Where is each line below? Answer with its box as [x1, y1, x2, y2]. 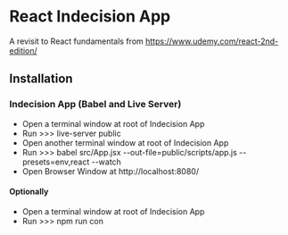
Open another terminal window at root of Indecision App [21, 137, 229, 148]
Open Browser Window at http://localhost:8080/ [21, 165, 199, 176]
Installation [9, 71, 73, 87]
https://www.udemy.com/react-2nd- [145, 36, 279, 46]
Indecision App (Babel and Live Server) [9, 98, 182, 111]
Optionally [9, 186, 49, 197]
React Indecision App [9, 6, 171, 27]
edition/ [9, 45, 37, 55]
